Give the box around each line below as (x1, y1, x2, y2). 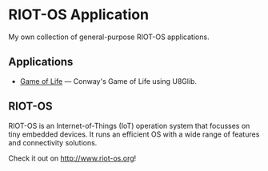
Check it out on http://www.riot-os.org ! (8, 153, 137, 163)
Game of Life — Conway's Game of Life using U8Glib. (19, 76, 198, 85)
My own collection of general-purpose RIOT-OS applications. (8, 32, 210, 42)
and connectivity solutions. (8, 137, 98, 147)
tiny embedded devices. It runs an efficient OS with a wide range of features (8, 129, 260, 139)
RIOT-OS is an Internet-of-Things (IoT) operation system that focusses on (8, 121, 250, 130)
